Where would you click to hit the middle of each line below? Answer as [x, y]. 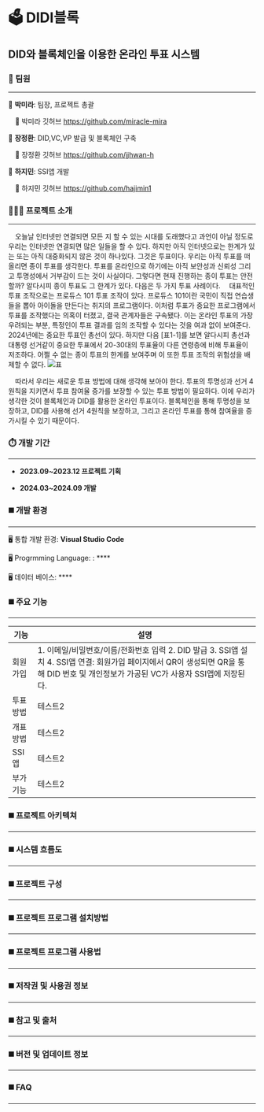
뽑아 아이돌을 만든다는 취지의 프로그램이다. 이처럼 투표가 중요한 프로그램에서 [139, 306]
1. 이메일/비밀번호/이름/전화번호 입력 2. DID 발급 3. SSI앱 [138, 651]
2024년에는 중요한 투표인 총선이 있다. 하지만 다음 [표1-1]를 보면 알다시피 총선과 [129, 335]
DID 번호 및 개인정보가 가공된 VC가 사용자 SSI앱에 [134, 674]
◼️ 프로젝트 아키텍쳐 [42, 815]
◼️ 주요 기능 [28, 602]
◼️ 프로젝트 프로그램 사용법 [55, 952]
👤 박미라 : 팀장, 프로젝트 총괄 [51, 104]
